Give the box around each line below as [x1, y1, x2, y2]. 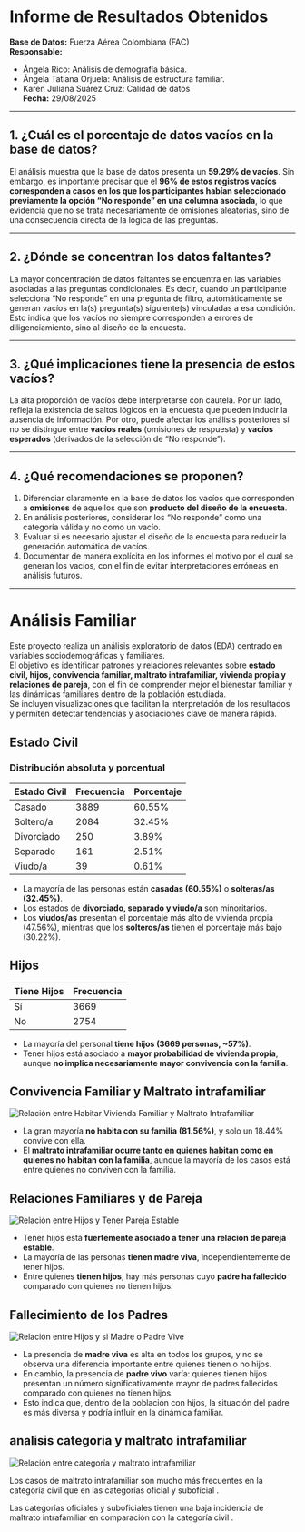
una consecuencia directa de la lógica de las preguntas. [9, 214, 219, 225]
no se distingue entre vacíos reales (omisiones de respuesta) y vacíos [9, 424, 274, 435]
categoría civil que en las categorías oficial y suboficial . [9, 1485, 220, 1496]
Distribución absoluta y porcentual [9, 761, 166, 774]
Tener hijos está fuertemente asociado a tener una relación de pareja [22, 1233, 287, 1244]
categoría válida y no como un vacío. [22, 521, 162, 533]
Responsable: [9, 45, 63, 56]
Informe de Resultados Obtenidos [9, 6, 269, 27]
